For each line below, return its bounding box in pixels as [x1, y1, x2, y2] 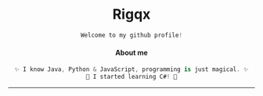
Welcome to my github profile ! [81, 31, 182, 39]
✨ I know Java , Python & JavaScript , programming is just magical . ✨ [14, 66, 249, 73]
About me [114, 48, 149, 58]
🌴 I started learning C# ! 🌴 [85, 73, 178, 80]
